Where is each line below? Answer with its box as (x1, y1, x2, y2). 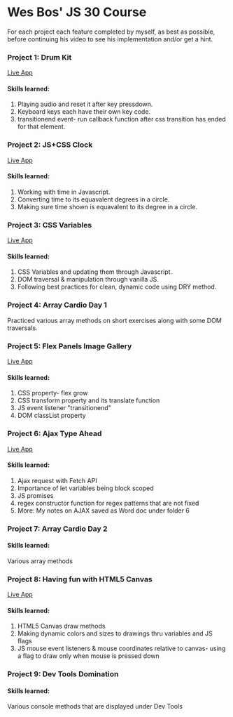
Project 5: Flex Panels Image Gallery (7, 341, 132, 351)
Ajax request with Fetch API (17, 476, 97, 485)
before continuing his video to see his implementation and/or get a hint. (7, 34, 213, 43)
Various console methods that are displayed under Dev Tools (7, 702, 183, 711)
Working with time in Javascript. (17, 188, 111, 196)
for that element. (17, 122, 66, 131)
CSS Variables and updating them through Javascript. (17, 268, 173, 276)
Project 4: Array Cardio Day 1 (7, 300, 107, 310)
